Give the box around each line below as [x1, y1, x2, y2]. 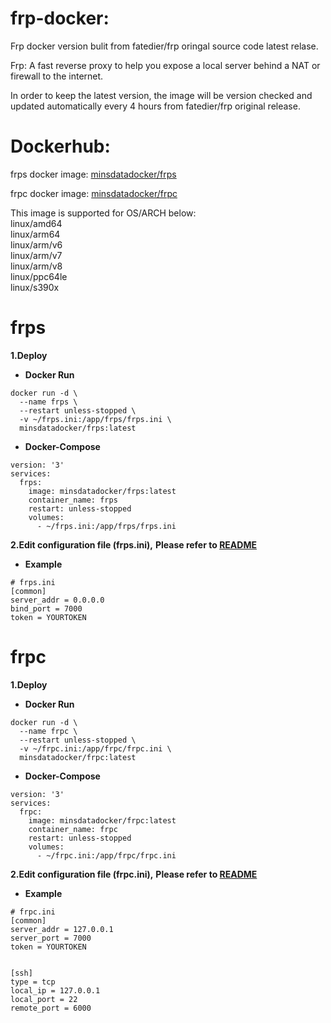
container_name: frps [28, 495, 118, 505]
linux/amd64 [10, 217, 63, 229]
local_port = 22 [10, 994, 78, 1004]
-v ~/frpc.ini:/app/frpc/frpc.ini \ [19, 743, 172, 754]
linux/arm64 [10, 228, 61, 240]
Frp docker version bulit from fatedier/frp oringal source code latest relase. [10, 40, 319, 52]
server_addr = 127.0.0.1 [10, 924, 114, 934]
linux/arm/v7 [10, 249, 63, 261]
